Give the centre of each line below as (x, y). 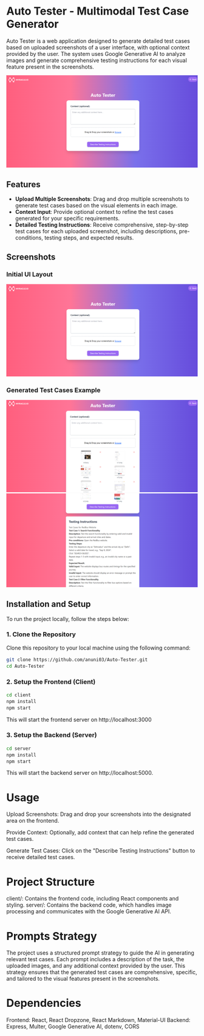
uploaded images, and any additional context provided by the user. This (96, 966)
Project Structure (51, 882)
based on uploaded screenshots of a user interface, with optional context (98, 47)
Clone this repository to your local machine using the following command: (98, 648)
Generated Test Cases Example (53, 390)
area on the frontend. (33, 821)
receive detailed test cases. (41, 857)
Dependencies (44, 1003)
